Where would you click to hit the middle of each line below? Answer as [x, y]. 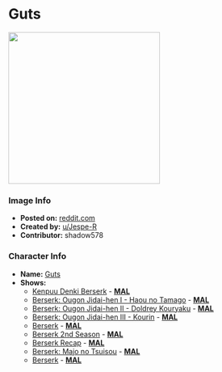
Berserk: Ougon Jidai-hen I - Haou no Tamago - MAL [121, 299]
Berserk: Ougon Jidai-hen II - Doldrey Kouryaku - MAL [123, 308]
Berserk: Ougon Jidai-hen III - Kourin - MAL [105, 317]
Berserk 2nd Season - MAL [77, 334]
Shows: [33, 282]
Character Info [38, 256]
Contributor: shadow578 [61, 235]
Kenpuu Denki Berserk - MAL [81, 291]
